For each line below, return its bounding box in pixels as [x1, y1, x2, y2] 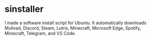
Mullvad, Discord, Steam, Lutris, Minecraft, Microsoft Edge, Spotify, [4, 25, 141, 31]
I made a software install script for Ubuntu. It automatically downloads [4, 20, 147, 26]
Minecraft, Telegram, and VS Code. [4, 30, 76, 36]
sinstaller [4, 3, 44, 15]
